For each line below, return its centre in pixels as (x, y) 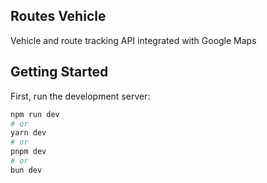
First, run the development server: (80, 96)
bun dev (26, 170)
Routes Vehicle (58, 16)
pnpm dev (28, 152)
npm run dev (35, 114)
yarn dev (28, 133)
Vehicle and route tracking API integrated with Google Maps (133, 40)
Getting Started (59, 72)
